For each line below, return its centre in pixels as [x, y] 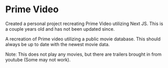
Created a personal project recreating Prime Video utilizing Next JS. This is [84, 24]
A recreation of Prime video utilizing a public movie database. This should [83, 39]
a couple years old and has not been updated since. [60, 29]
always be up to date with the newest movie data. [58, 44]
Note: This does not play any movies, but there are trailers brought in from [83, 54]
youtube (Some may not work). [38, 59]
